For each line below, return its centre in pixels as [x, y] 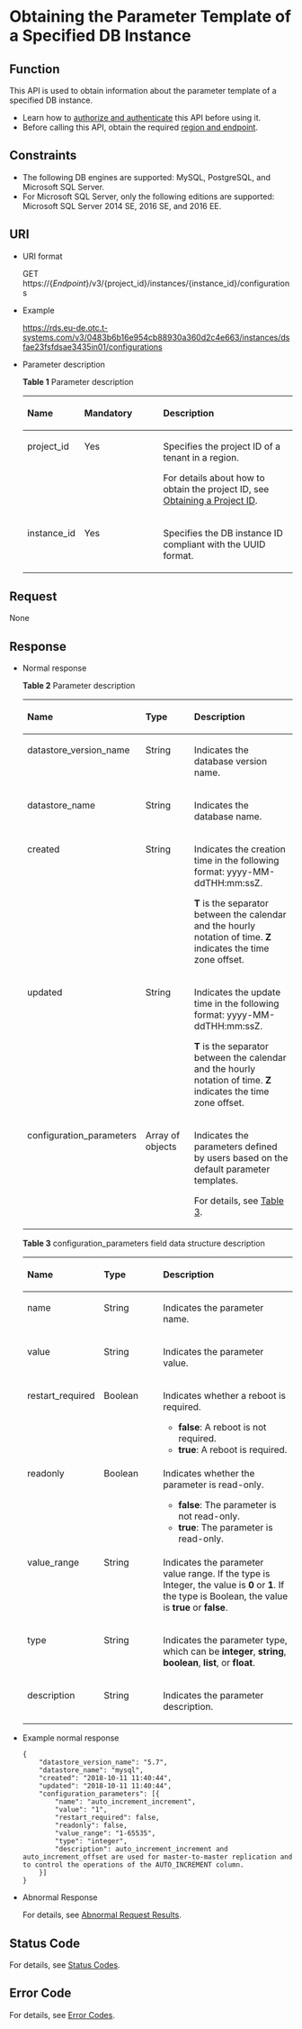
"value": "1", [81, 1810]
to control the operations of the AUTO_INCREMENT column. [133, 1865]
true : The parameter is [226, 1528]
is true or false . [195, 1608]
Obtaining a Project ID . [210, 500]
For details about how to [214, 478]
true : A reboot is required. [233, 1450]
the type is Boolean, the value [226, 1596]
